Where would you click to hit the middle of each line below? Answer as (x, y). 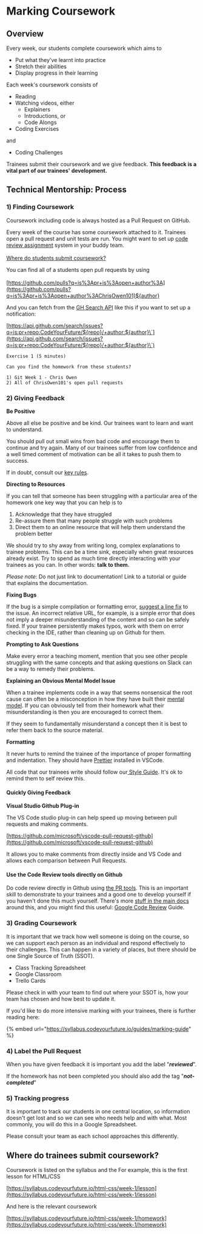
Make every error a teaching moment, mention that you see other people (97, 656)
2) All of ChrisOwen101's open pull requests (65, 383)
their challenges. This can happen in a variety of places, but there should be (101, 949)
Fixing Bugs (22, 595)
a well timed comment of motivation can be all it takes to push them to (94, 454)
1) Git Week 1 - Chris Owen (42, 377)
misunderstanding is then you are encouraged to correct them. (85, 712)
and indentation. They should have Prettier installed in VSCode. (85, 760)
